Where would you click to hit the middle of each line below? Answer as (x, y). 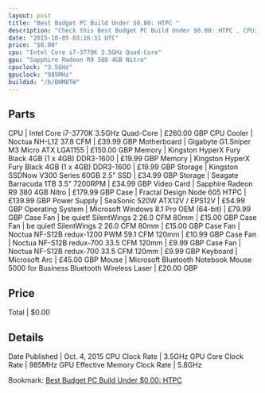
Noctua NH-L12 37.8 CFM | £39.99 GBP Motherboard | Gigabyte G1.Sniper (130, 142)
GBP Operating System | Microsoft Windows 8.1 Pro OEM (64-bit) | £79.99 (130, 209)
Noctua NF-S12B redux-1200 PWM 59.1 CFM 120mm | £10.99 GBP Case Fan (132, 234)
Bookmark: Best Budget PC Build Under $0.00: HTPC (95, 380)
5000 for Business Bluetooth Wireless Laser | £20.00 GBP (103, 268)
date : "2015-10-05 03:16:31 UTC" (64, 38)
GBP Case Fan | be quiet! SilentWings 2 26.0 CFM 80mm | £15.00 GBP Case (132, 218)
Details (26, 337)
